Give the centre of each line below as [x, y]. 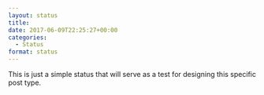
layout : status [33, 15]
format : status [33, 52]
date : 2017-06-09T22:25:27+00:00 [63, 30]
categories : [28, 37]
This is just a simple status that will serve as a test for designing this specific [132, 74]
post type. [25, 82]
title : [19, 23]
